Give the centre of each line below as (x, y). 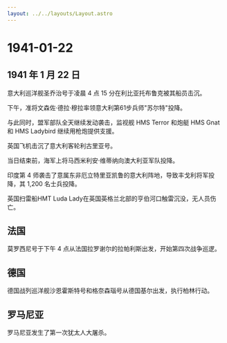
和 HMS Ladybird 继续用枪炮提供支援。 (63, 131)
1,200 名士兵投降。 (54, 183)
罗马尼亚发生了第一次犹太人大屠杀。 (59, 333)
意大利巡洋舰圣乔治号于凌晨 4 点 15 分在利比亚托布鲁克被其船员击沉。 (107, 93)
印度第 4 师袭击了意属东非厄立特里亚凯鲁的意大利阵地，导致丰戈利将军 (108, 175)
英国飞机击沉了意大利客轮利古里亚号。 (62, 145)
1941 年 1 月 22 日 (44, 75)
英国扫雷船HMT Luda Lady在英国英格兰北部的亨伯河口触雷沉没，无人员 (109, 198)
